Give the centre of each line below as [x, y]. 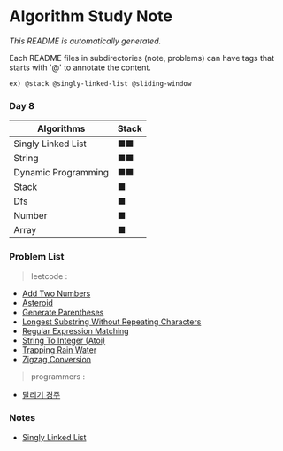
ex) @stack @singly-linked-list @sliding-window [100, 83]
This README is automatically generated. [85, 41]
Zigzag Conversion [56, 359]
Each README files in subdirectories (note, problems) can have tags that [141, 58]
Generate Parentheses [63, 312]
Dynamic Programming [61, 173]
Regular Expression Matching [76, 330]
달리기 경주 [41, 394]
